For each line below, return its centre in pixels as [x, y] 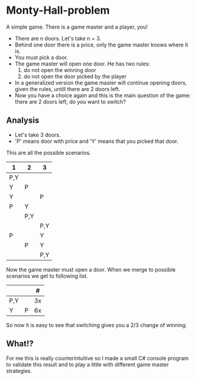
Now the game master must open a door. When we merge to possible [91, 269]
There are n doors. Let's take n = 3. [58, 38]
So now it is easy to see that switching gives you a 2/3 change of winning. [97, 325]
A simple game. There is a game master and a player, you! [77, 27]
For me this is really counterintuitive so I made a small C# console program [97, 358]
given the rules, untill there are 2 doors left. [67, 89]
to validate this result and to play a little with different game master [88, 365]
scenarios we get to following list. [47, 276]
